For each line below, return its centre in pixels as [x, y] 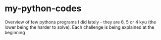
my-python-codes [43, 9]
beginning [15, 32]
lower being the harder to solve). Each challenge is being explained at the [80, 27]
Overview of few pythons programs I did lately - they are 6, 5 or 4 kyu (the [80, 22]
